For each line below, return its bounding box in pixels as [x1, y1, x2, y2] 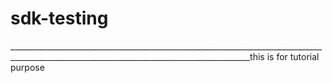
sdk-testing [10, 7, 109, 30]
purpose [10, 61, 45, 73]
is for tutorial [266, 50, 320, 62]
